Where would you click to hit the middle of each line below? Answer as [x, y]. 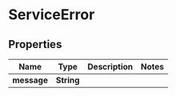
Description [110, 67]
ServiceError [52, 15]
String [68, 80]
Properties [35, 44]
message [30, 80]
